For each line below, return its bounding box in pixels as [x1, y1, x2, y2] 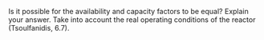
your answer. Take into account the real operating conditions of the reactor [8, 15, 256, 24]
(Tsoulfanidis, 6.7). [8, 24, 70, 32]
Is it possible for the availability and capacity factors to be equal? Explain [8, 7, 249, 16]
